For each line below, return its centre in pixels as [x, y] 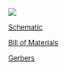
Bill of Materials [33, 43]
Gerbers [22, 58]
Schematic [26, 27]
